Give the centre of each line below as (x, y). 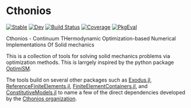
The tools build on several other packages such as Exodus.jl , (79, 80)
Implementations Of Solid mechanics (50, 45)
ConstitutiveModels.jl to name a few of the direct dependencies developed (96, 92)
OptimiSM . (19, 68)
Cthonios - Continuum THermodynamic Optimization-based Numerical (91, 38)
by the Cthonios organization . (41, 99)
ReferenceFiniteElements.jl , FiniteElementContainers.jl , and (77, 86)
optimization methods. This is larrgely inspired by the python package (90, 62)
